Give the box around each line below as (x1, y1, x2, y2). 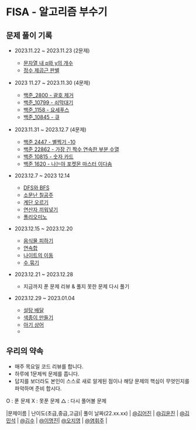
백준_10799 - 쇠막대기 (23, 99, 74, 106)
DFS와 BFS (23, 184, 50, 191)
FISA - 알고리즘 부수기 (6, 5, 108, 19)
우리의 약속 (6, 346, 44, 356)
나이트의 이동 (23, 252, 54, 259)
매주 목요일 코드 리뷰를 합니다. (14, 363, 84, 370)
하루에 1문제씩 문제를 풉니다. (14, 370, 80, 377)
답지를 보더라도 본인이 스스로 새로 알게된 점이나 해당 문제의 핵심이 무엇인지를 (14, 377, 190, 384)
